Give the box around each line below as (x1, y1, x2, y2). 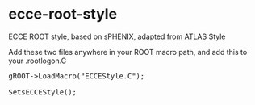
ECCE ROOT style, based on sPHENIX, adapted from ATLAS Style (8, 31, 226, 41)
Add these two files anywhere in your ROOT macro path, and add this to (8, 47, 248, 57)
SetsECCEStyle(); (8, 87, 77, 97)
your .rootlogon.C (8, 56, 67, 65)
